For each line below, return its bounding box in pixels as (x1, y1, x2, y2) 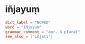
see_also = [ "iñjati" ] (5, 34, 53, 39)
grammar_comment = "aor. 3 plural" (5, 29, 80, 34)
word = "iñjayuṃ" (5, 24, 42, 29)
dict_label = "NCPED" (5, 20, 51, 25)
